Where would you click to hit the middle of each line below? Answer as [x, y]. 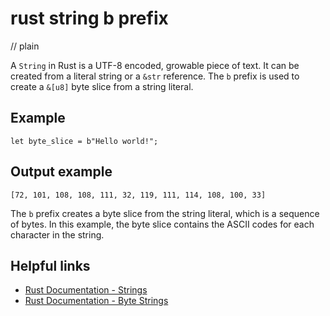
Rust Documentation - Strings [86, 290]
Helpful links [50, 265]
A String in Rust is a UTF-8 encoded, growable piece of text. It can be [155, 65]
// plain [25, 46]
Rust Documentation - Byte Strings [96, 301]
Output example [61, 172]
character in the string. [57, 234]
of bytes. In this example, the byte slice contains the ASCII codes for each [162, 224]
